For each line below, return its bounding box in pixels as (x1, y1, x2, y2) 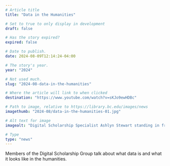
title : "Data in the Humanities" (5, 12, 76, 17)
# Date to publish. (5, 49, 47, 54)
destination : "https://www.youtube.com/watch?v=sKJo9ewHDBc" (5, 95, 137, 100)
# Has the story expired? (5, 35, 60, 40)
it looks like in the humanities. (5, 156, 67, 162)
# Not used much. (5, 76, 42, 81)
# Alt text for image (5, 118, 51, 123)
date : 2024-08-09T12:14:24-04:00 (5, 54, 76, 59)
